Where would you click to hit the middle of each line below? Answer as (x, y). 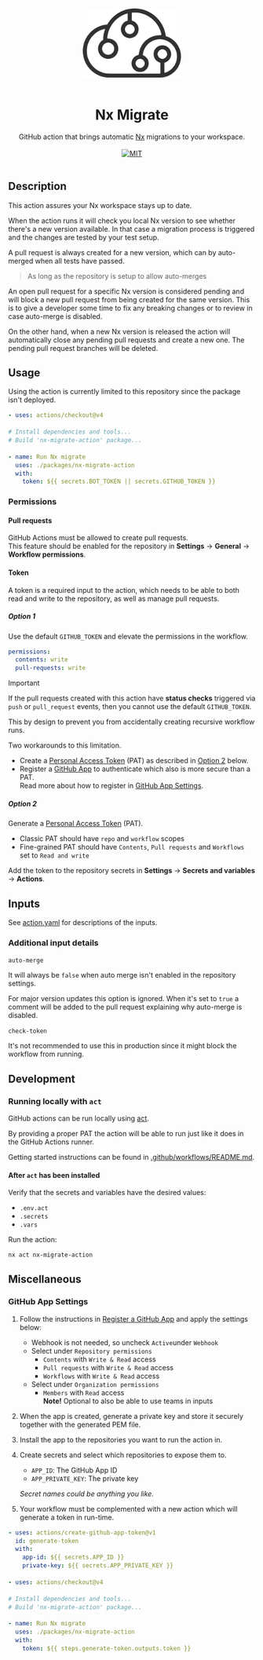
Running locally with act (55, 1101)
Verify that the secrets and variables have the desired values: (107, 1193)
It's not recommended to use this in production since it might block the (122, 1046)
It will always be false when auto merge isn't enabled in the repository (122, 975)
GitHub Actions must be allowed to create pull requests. (98, 538)
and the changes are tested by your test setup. (84, 237)
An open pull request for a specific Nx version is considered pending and (126, 291)
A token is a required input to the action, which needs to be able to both (124, 590)
